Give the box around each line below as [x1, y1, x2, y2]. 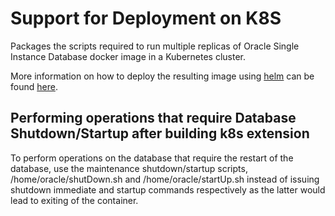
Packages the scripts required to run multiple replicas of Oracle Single [10, 40, 300, 52]
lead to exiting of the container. [10, 194, 139, 206]
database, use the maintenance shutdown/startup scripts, [10, 162, 248, 174]
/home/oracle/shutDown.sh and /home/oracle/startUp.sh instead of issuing [10, 173, 320, 185]
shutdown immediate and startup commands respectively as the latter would [10, 183, 326, 196]
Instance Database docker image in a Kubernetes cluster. [10, 50, 247, 62]
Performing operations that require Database [10, 110, 297, 127]
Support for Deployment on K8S [10, 7, 282, 30]
